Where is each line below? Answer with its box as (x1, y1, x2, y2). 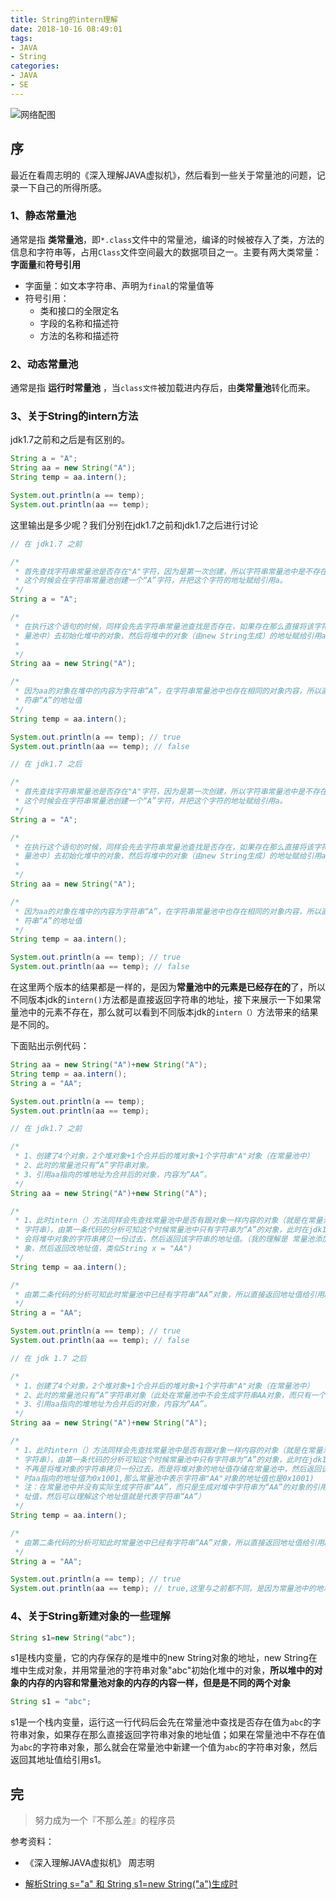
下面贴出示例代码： (10, 1040, 90, 1052)
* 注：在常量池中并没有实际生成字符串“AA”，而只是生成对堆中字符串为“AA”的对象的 (14, 1482, 313, 1493)
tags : (10, 33, 33, 43)
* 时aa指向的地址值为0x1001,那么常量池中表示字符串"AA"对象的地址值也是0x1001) (14, 1473, 315, 1483)
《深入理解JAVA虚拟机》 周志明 (24, 1857, 155, 1869)
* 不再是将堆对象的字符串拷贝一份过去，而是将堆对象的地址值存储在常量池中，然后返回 (14, 1464, 322, 1474)
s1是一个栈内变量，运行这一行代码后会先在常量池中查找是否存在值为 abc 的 (10, 1716, 313, 1728)
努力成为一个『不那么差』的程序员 (34, 1814, 176, 1826)
